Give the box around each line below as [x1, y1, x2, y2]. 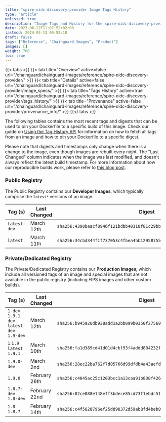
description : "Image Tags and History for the [5, 21, 103, 26]
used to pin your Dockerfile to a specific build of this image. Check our [5, 124, 149, 129]
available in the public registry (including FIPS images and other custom [5, 276, 151, 282]
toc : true [5, 53, 26, 58]
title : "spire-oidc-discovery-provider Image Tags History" [5, 7, 132, 12]
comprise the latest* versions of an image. [5, 193, 94, 199]
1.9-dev [7, 333, 26, 338]
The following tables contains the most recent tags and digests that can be [5, 118, 158, 124]
